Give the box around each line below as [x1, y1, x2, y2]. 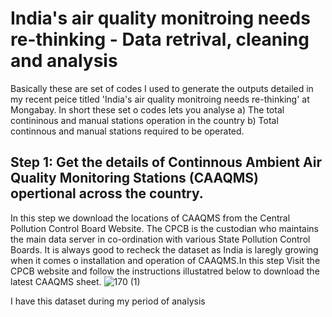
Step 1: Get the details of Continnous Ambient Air [10, 154, 322, 171]
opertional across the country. [10, 185, 204, 202]
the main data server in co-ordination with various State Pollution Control [10, 233, 311, 245]
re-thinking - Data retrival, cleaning [10, 28, 310, 51]
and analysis [10, 50, 118, 72]
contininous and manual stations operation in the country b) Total [10, 114, 279, 126]
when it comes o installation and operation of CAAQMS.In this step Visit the [10, 254, 321, 266]
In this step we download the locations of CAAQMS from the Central [10, 212, 291, 224]
